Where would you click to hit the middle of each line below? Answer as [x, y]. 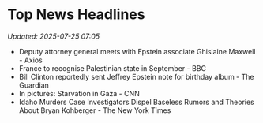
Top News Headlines [76, 15]
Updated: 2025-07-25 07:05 [54, 36]
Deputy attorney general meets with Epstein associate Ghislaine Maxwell [137, 51]
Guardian [34, 85]
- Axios [30, 60]
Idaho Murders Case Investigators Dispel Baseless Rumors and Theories [136, 102]
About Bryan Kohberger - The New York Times [95, 110]
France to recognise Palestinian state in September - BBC [113, 68]
